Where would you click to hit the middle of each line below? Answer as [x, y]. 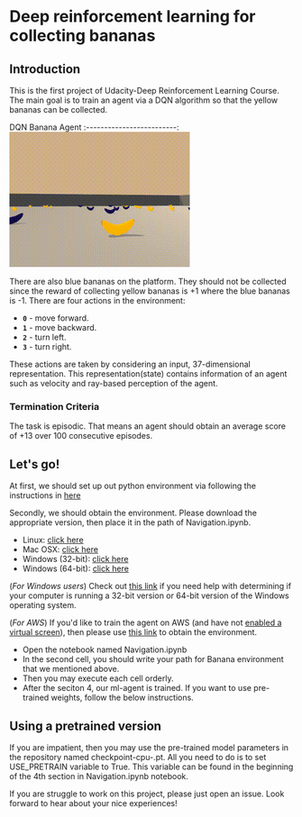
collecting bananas [82, 36]
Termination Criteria [55, 406]
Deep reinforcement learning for [133, 17]
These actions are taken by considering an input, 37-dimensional [130, 364]
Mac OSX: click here [60, 549]
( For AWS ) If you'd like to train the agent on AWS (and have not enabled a [146, 622]
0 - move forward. [55, 318]
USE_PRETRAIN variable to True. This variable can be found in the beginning [151, 767]
